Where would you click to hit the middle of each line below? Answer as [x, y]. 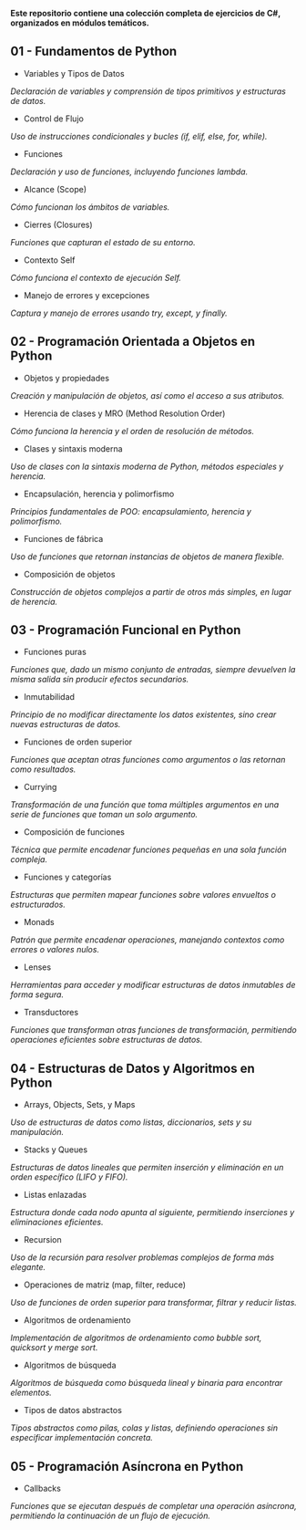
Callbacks [42, 1488]
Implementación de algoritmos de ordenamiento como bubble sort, [136, 1338]
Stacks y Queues [56, 1150]
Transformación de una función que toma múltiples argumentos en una [145, 805]
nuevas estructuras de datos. [66, 724]
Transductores [51, 1013]
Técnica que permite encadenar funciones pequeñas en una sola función [148, 850]
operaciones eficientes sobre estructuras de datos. [107, 1040]
